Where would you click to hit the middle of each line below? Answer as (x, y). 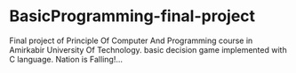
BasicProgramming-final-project (132, 16)
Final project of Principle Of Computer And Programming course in (131, 40)
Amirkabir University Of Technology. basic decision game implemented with (148, 49)
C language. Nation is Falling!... (66, 59)
